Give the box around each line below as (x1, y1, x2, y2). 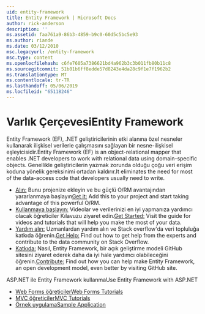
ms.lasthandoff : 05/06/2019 (6, 83, 78, 89)
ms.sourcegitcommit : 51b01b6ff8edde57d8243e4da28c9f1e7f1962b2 (6, 65, 171, 72)
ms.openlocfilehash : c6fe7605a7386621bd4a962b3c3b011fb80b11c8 (6, 60, 171, 66)
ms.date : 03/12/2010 (6, 43, 59, 50)
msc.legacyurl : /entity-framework (6, 49, 95, 55)
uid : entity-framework (6, 9, 64, 15)
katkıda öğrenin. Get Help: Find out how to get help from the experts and (15, 231, 197, 239)
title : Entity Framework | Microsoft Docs (6, 15, 116, 21)
